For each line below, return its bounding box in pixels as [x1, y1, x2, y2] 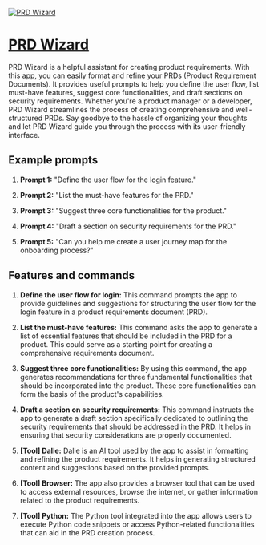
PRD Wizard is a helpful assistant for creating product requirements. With [8, 62, 250, 71]
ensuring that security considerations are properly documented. [19, 430, 232, 440]
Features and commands [8, 268, 135, 282]
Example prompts [8, 153, 99, 168]
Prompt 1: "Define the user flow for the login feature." [19, 175, 197, 184]
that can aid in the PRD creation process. [19, 527, 155, 537]
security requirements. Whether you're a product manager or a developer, [8, 96, 252, 106]
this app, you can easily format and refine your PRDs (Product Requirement [8, 71, 256, 80]
